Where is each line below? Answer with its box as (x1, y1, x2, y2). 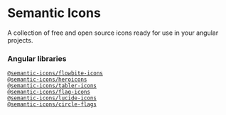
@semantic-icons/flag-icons (7, 89, 91, 96)
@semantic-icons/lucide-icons (7, 94, 97, 102)
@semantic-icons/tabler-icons (7, 82, 97, 89)
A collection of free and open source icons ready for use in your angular (7, 28, 219, 37)
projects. (7, 35, 33, 44)
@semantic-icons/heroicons (7, 76, 87, 83)
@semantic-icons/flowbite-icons (7, 70, 103, 77)
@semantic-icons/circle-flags (7, 101, 97, 108)
